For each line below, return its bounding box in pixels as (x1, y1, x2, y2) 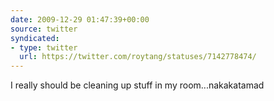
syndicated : (10, 33, 60, 43)
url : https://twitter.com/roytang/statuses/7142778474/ (19, 52, 257, 62)
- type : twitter (10, 42, 78, 53)
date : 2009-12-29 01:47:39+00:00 (10, 14, 150, 25)
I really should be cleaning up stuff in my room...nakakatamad (10, 79, 265, 91)
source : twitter (10, 24, 78, 34)
